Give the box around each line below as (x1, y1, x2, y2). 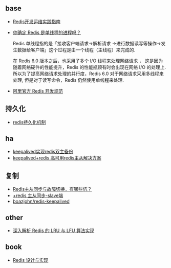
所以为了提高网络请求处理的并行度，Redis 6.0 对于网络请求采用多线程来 (12, 70, 164, 77)
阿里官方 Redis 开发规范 (12, 87, 63, 94)
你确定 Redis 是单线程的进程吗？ (12, 29, 81, 35)
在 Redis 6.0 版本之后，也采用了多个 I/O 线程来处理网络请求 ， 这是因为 (12, 58, 163, 64)
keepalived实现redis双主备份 (12, 149, 73, 155)
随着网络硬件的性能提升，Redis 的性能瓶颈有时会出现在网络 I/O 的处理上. (12, 64, 166, 70)
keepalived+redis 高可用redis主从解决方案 (12, 155, 101, 161)
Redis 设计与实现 (12, 257, 49, 263)
